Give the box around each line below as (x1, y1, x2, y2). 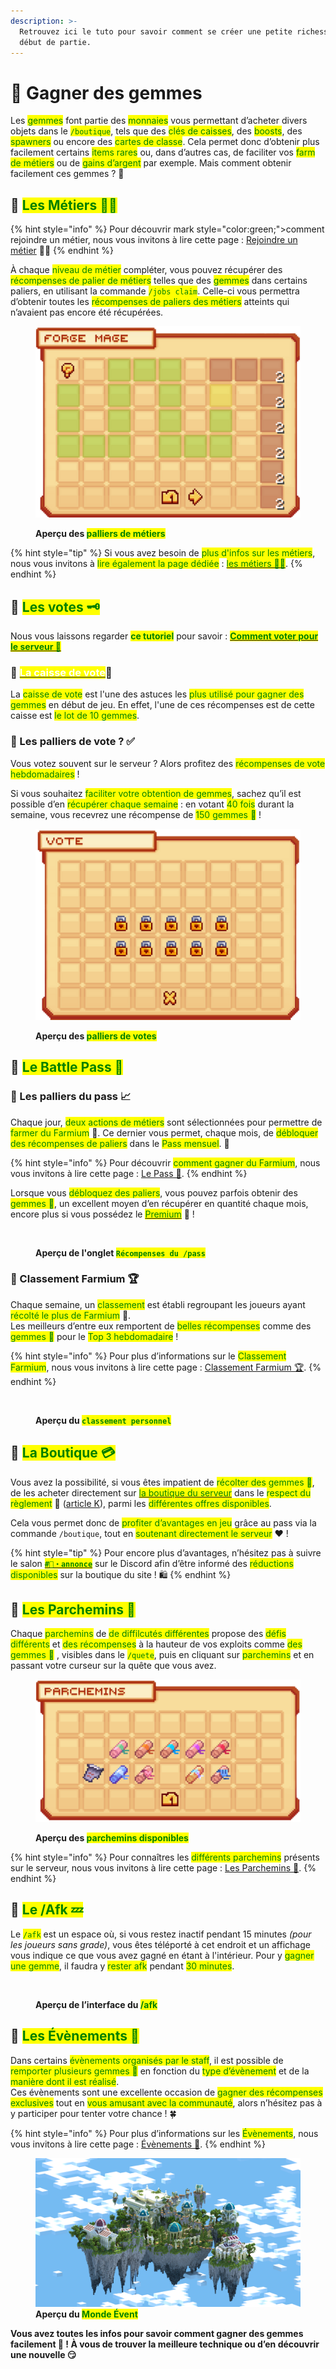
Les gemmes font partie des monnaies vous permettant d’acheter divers (10, 115, 308, 127)
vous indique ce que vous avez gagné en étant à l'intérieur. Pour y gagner (10, 1949, 315, 1961)
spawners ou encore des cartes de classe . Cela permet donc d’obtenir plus (10, 136, 320, 148)
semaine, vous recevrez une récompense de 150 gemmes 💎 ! (10, 808, 262, 820)
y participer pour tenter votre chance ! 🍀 (10, 2107, 177, 2119)
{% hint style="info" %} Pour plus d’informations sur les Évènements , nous (10, 2127, 319, 2139)
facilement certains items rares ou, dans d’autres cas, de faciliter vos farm (10, 146, 316, 159)
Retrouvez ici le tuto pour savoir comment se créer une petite (19, 26, 293, 37)
